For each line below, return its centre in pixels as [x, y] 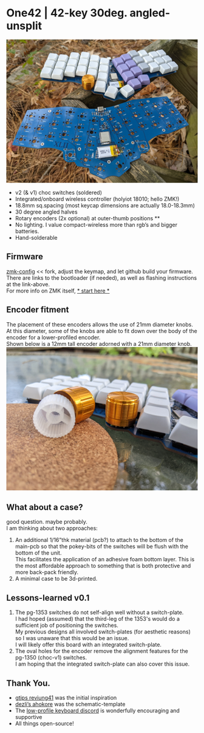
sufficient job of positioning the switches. [66, 626]
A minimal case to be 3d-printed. [56, 579]
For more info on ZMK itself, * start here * [58, 291]
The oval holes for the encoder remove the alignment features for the [101, 651]
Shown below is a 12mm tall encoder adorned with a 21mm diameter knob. [99, 343]
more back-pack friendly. [47, 572]
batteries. [27, 231]
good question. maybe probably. [47, 522]
